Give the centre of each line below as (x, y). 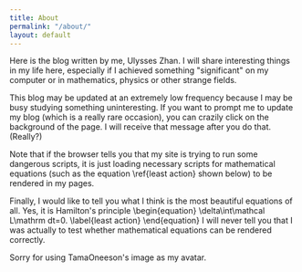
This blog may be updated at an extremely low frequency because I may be (151, 98)
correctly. (27, 240)
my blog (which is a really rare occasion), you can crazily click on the (139, 117)
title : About (34, 18)
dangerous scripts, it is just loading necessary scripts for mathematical (142, 164)
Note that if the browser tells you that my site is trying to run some (134, 154)
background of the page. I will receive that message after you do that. (141, 127)
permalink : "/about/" (51, 26)
